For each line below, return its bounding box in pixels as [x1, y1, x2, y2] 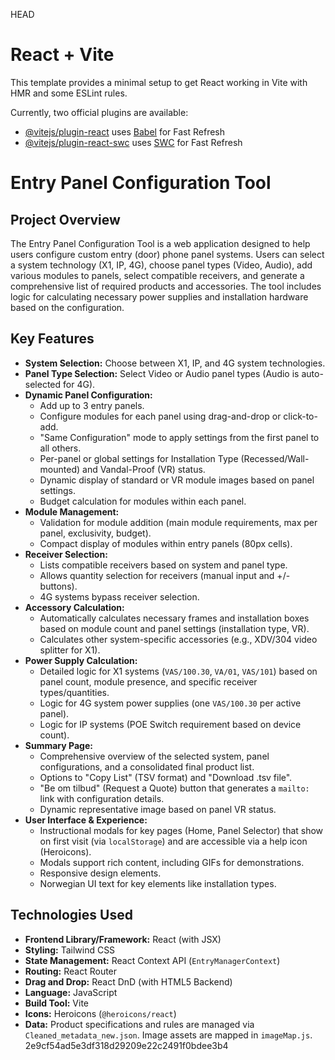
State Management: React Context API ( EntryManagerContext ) [24, 954, 281, 966]
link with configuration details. [39, 792, 165, 804]
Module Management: [24, 505, 120, 518]
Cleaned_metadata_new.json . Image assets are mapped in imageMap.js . [24, 1029, 313, 1041]
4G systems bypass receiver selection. [39, 590, 200, 603]
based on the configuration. [10, 301, 125, 313]
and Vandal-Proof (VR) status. [82, 463, 206, 475]
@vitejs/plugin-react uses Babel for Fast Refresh [24, 125, 226, 138]
